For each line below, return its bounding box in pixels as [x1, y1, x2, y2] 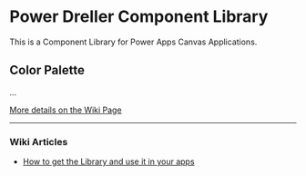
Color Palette [9, 63, 85, 78]
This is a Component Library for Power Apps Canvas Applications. [9, 36, 258, 47]
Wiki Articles [9, 135, 68, 148]
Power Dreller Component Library [9, 6, 269, 27]
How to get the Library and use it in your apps [22, 156, 195, 167]
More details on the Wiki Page [9, 104, 122, 115]
